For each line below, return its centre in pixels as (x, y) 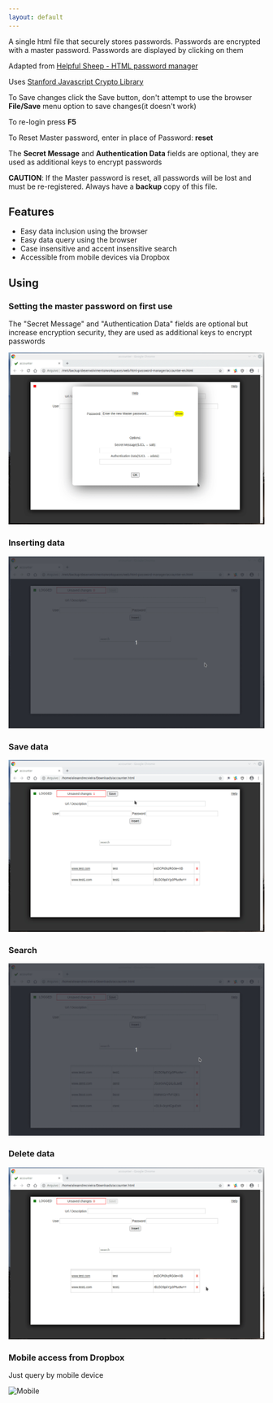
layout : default (36, 17)
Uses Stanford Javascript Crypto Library (76, 81)
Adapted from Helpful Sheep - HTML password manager (104, 66)
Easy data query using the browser (79, 240)
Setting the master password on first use (91, 306)
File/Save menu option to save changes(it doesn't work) (102, 106)
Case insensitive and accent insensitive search (98, 249)
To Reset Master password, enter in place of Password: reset (111, 138)
